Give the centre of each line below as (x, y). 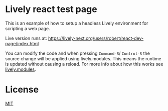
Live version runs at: (26, 38)
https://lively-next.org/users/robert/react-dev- (96, 38)
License (22, 90)
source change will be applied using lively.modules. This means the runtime (83, 58)
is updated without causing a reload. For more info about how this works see (84, 64)
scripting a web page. (28, 28)
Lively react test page (51, 9)
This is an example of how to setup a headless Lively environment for (77, 23)
